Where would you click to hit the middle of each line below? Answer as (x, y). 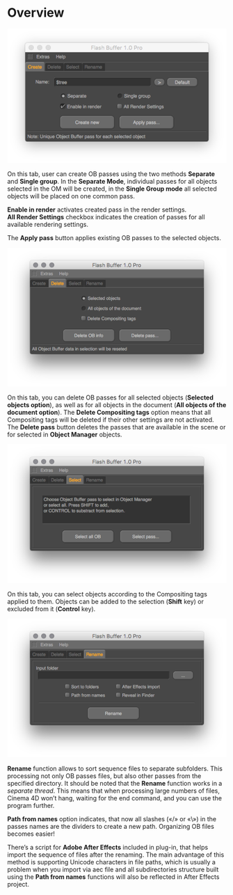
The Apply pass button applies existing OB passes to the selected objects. (114, 237)
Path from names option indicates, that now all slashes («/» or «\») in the (112, 818)
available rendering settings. (48, 224)
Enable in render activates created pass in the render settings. (97, 209)
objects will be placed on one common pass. (71, 196)
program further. (31, 805)
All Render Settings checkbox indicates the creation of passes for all (106, 216)
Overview (36, 13)
